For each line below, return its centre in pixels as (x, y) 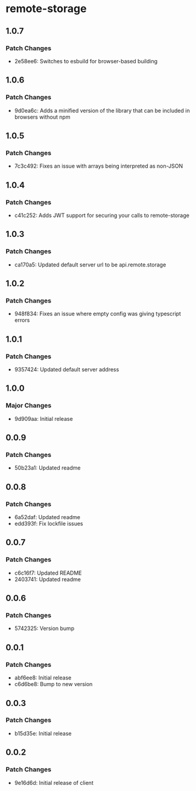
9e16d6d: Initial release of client (54, 783)
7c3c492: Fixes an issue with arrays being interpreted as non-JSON (99, 166)
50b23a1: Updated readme (47, 468)
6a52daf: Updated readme (47, 517)
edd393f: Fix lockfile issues (49, 524)
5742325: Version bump (44, 628)
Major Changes (29, 406)
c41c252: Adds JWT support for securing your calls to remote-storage (102, 215)
